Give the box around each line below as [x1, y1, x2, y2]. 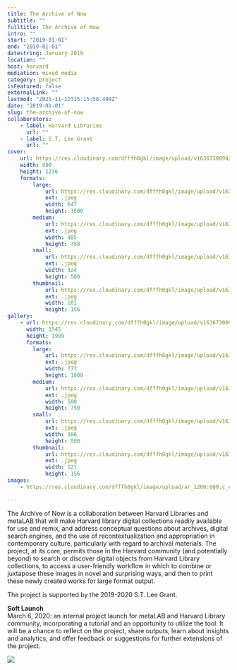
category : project [7, 76, 61, 83]
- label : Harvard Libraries [20, 122, 102, 129]
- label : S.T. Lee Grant [20, 135, 93, 142]
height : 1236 [20, 167, 59, 175]
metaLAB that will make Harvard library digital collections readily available [7, 517, 222, 525]
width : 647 [44, 201, 78, 208]
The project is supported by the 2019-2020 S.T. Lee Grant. [7, 590, 178, 599]
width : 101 [44, 300, 78, 307]
